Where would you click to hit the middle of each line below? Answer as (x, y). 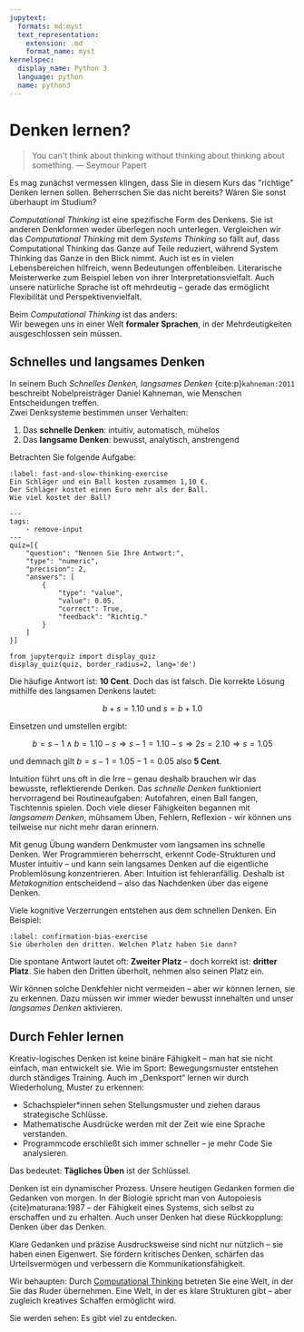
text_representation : (59, 34)
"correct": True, (91, 609)
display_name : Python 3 (62, 69)
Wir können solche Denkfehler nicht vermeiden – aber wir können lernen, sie (152, 989)
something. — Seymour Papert (89, 165)
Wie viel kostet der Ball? (60, 498)
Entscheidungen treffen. (54, 403)
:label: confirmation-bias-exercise (78, 937)
